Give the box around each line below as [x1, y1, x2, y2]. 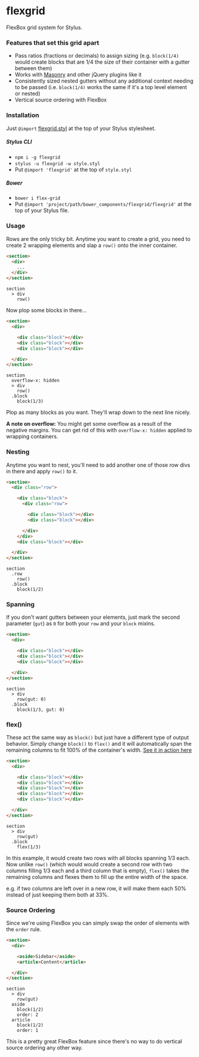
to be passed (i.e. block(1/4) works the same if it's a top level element [14, 84, 187, 91]
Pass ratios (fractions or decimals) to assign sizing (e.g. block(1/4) [14, 52, 179, 59]
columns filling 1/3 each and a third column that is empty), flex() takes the [6, 867, 189, 874]
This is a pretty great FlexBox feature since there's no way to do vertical [6, 1038, 182, 1045]
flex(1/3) [17, 844, 42, 850]
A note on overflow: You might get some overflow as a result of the [6, 420, 172, 428]
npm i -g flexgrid [14, 154, 61, 160]
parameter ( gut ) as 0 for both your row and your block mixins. [6, 620, 156, 627]
